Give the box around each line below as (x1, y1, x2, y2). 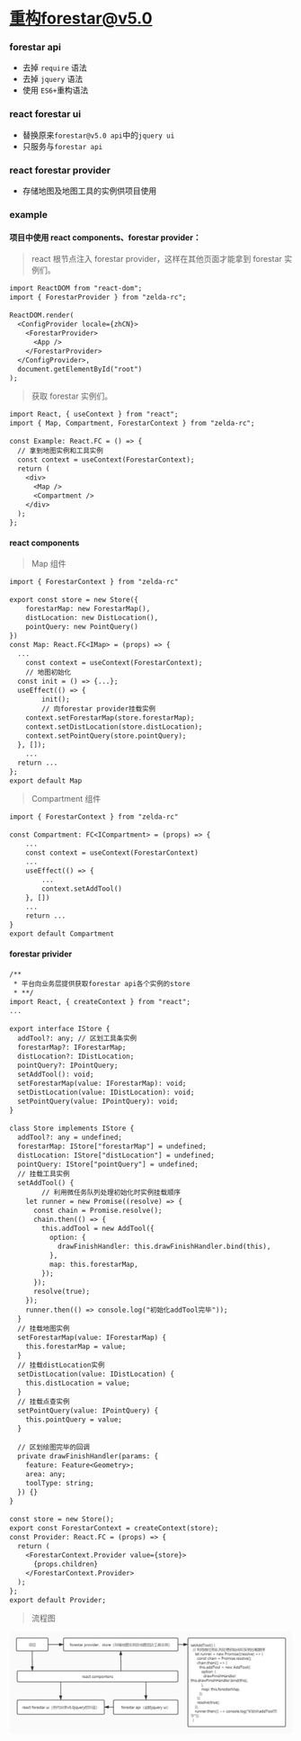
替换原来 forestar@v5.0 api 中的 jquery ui (22, 130, 175, 140)
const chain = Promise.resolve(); (32, 1206, 164, 1215)
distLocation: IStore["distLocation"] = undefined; (17, 1151, 216, 1160)
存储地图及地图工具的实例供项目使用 (22, 185, 157, 196)
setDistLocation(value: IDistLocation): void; (17, 1088, 195, 1097)
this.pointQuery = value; (25, 1414, 123, 1424)
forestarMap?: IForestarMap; (17, 1043, 127, 1052)
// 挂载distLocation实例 (17, 1360, 105, 1369)
